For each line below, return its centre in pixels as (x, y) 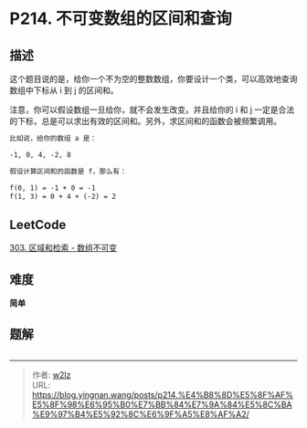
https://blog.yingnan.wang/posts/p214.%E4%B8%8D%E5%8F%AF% (163, 394)
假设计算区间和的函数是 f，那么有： (68, 171)
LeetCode (38, 224)
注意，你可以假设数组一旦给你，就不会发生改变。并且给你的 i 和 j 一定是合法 (152, 110)
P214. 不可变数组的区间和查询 (121, 19)
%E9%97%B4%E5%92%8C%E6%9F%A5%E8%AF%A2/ (140, 414)
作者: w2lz (51, 374)
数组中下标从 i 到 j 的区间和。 (64, 90)
